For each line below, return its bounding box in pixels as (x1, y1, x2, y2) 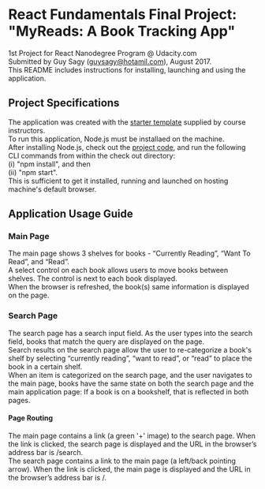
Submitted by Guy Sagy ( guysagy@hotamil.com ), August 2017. (8, 57, 211, 66)
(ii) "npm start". (8, 167, 58, 177)
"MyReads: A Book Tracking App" (8, 22, 236, 40)
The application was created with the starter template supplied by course (8, 117, 246, 127)
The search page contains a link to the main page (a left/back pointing (8, 456, 237, 465)
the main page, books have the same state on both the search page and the (8, 379, 255, 388)
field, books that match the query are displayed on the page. (8, 337, 205, 346)
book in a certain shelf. (8, 361, 83, 371)
